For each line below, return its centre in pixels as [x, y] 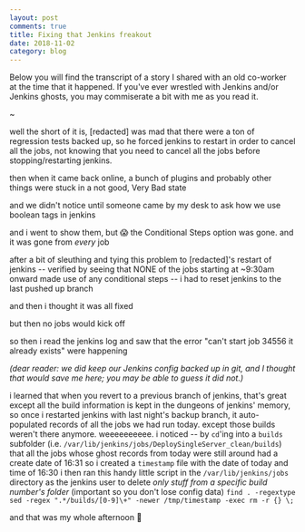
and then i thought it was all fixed [71, 306]
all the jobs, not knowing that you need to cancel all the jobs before [135, 151]
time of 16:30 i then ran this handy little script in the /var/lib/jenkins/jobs [149, 473]
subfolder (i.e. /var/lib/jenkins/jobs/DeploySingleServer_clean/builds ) [146, 444]
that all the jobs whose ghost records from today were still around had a [144, 453]
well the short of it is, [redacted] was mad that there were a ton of [132, 131]
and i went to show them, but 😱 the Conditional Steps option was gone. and [152, 233]
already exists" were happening [69, 351]
